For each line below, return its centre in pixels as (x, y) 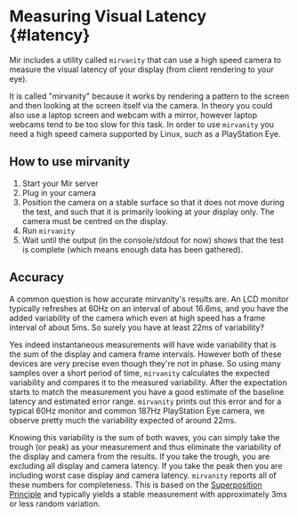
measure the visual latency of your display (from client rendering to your (141, 69)
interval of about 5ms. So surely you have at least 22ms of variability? (137, 327)
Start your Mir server (60, 183)
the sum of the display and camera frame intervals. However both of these (145, 354)
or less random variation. (55, 504)
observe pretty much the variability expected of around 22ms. (123, 420)
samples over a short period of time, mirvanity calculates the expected (139, 373)
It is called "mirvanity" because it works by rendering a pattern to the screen (149, 96)
